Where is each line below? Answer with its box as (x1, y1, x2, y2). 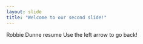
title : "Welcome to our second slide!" (6, 14, 107, 20)
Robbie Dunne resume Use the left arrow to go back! (6, 31, 138, 38)
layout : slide (6, 8, 42, 15)
